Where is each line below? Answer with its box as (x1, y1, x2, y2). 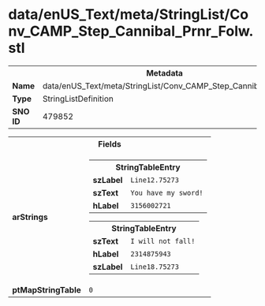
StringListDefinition (42, 93, 114, 104)
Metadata (145, 67, 184, 78)
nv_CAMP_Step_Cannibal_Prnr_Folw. (8, 22, 254, 40)
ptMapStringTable (12, 284, 81, 295)
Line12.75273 (129, 175, 180, 185)
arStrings (12, 211, 49, 222)
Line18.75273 (129, 262, 180, 271)
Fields (98, 138, 121, 149)
